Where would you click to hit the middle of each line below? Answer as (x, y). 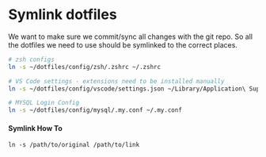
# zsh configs (32, 59)
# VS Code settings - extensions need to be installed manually (116, 81)
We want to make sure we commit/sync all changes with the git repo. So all (131, 36)
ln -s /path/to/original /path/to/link (74, 145)
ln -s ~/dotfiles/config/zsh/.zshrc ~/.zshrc (84, 67)
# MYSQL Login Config (44, 103)
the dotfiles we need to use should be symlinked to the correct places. (123, 44)
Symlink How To (36, 128)
